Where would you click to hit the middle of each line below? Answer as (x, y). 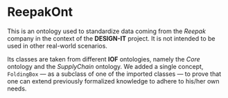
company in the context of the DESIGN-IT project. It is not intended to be (111, 38)
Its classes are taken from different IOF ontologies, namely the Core (104, 59)
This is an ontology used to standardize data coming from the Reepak (107, 31)
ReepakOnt (40, 12)
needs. (17, 88)
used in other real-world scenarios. (57, 46)
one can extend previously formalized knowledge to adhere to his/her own (113, 81)
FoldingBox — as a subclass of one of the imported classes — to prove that (114, 74)
